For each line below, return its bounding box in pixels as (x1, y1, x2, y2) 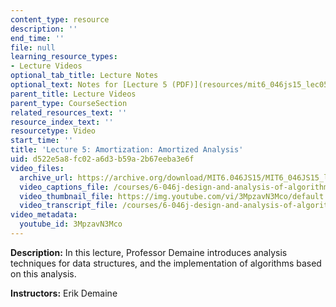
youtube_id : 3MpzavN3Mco (19, 219, 123, 230)
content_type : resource (10, 14, 110, 25)
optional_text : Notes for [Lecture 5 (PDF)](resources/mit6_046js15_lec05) (10, 80, 333, 90)
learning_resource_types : (10, 52, 118, 62)
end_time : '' (10, 33, 65, 43)
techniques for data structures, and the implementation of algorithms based (10, 257, 322, 269)
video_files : (10, 163, 65, 173)
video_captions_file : (19, 182, 110, 192)
